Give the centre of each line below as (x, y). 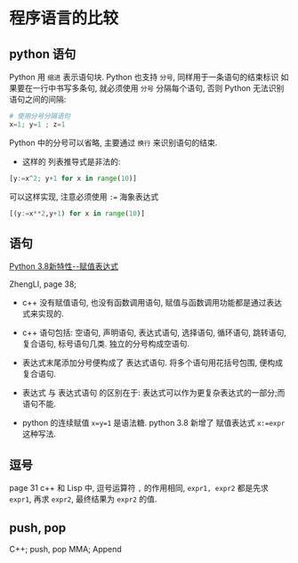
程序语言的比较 (64, 18)
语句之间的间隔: (38, 99)
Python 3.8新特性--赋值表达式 (64, 266)
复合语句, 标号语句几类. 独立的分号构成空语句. (105, 344)
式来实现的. (43, 314)
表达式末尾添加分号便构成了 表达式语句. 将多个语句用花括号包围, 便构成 (152, 363)
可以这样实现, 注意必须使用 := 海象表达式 (84, 196)
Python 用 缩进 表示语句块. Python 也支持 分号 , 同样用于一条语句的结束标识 (144, 77)
